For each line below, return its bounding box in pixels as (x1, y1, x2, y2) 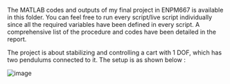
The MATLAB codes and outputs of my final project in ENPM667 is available (7, 6, 224, 14)
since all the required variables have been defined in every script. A (7, 21, 200, 28)
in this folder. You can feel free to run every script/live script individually (7, 13, 213, 21)
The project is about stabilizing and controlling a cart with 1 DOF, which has (7, 48, 222, 56)
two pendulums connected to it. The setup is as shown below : (7, 56, 186, 64)
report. (7, 35, 27, 43)
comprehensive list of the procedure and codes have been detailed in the (7, 28, 217, 36)
